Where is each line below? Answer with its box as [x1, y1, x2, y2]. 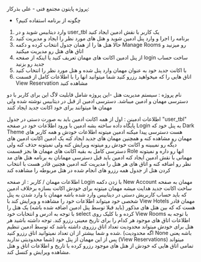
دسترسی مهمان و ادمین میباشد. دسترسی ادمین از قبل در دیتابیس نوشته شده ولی [7, 97, 188, 105]
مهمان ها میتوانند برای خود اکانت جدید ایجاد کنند [7, 104, 113, 111]
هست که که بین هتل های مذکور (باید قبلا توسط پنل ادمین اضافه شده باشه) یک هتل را [7, 204, 196, 211]
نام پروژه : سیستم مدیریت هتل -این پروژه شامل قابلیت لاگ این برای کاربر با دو [7, 91, 182, 98]
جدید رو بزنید [15, 60, 44, 67]
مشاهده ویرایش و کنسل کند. [7, 249, 71, 255]
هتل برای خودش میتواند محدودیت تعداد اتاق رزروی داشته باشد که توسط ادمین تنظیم [7, 223, 194, 230]
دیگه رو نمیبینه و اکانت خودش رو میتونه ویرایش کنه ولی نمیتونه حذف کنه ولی [7, 141, 177, 148]
